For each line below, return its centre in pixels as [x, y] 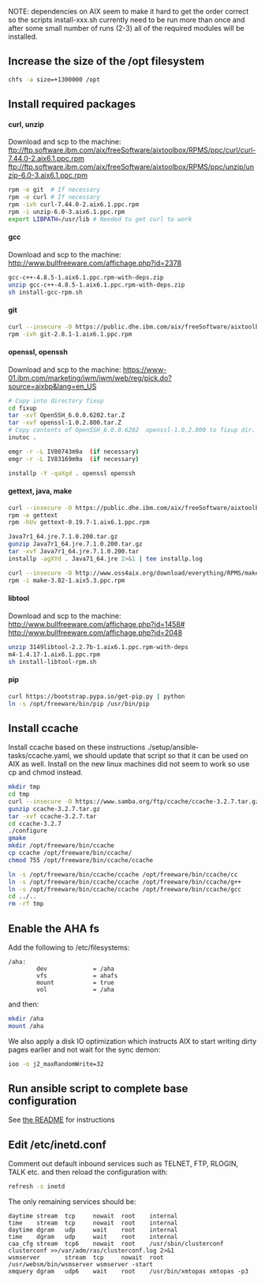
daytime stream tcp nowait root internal [93, 1216]
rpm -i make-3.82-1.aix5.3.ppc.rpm [67, 580]
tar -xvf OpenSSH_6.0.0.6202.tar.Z [67, 415]
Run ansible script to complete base [98, 1089]
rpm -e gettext [33, 515]
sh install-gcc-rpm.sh [45, 292]
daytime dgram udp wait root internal [93, 1230]
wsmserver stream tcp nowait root [86, 1258]
